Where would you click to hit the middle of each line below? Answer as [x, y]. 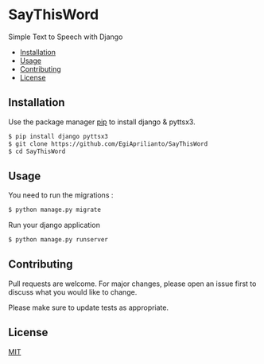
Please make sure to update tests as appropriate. [89, 307]
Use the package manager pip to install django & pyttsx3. [102, 122]
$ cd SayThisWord [37, 151]
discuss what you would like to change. [73, 292]
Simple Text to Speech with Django [66, 37]
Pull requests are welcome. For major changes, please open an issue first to [132, 284]
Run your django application [54, 225]
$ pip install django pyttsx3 [58, 136]
